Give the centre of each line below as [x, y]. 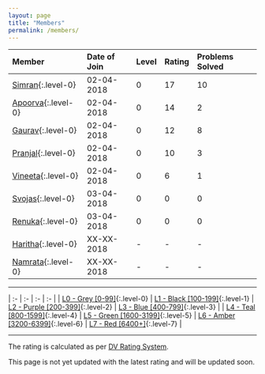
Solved [210, 66]
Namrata [28, 262]
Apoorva [28, 103]
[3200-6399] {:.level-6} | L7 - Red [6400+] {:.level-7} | [95, 324]
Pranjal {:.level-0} [44, 153]
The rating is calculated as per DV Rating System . [89, 347]
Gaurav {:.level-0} [45, 130]
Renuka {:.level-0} [45, 221]
